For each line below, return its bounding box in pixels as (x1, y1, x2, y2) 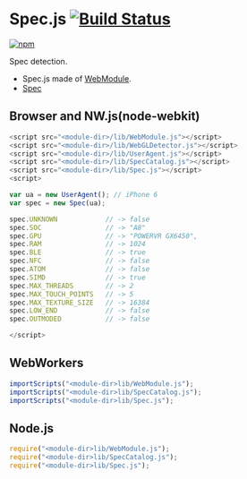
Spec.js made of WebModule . (21, 73, 132, 84)
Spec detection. (9, 56, 68, 66)
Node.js (9, 421, 55, 436)
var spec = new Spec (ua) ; (9, 198, 106, 208)
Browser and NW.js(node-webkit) (9, 108, 200, 124)
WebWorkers (9, 355, 84, 371)
